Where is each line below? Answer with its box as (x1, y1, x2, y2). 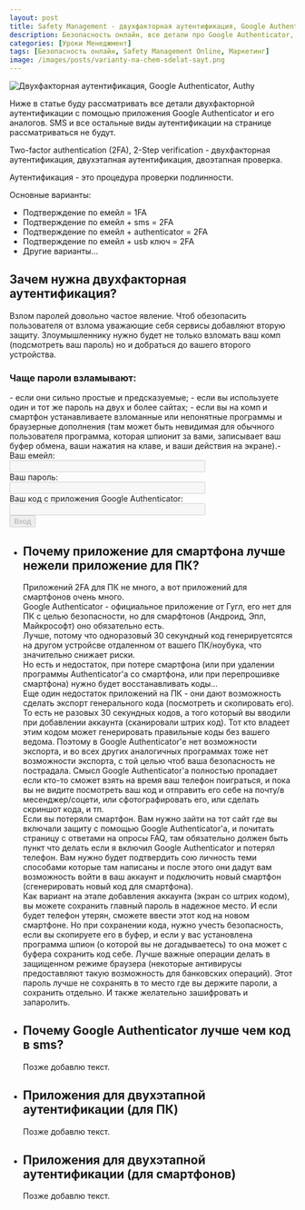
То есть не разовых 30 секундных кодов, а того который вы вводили (22, 707, 290, 718)
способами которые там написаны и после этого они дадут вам (22, 861, 272, 872)
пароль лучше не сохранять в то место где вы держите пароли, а (22, 977, 278, 988)
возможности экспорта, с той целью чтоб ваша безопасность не (22, 755, 275, 766)
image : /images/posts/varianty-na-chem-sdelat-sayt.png (9, 55, 225, 64)
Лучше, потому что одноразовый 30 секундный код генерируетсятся (22, 630, 293, 640)
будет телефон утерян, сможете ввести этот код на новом (22, 909, 250, 920)
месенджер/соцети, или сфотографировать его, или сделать (22, 794, 260, 805)
